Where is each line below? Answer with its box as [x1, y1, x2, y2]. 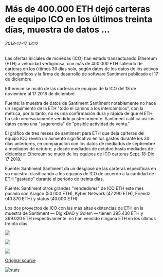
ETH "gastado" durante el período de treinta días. [5, 176, 104, 182]
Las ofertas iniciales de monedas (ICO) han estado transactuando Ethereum [5, 55, 157, 61]
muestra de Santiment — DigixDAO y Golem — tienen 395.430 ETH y [5, 210, 144, 216]
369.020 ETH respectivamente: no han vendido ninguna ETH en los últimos [5, 216, 156, 222]
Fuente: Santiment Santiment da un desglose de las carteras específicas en [5, 166, 157, 171]
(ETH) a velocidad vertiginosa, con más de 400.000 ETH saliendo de [5, 61, 143, 67]
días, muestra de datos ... [5, 24, 110, 35]
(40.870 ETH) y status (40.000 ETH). [5, 196, 79, 202]
